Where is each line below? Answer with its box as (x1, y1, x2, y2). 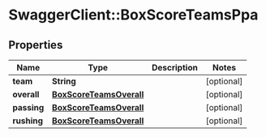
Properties (8, 38, 63, 52)
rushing (12, 115, 43, 126)
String (51, 75, 77, 87)
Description (151, 62, 199, 73)
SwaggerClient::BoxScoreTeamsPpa (8, 6, 259, 24)
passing (12, 102, 45, 113)
